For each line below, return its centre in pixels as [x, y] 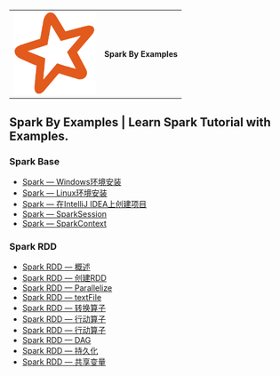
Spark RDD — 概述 [56, 267]
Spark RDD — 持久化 [60, 351]
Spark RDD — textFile [62, 298]
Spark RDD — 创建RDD [64, 278]
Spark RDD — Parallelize [67, 288]
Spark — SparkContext [64, 223]
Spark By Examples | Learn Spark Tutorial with [140, 122]
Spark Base [35, 161]
